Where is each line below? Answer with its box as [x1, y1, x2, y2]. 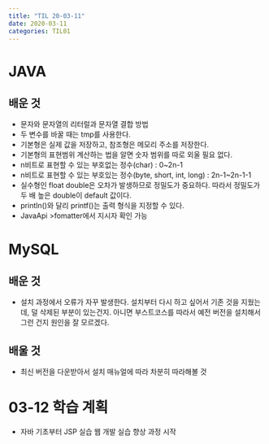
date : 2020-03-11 [8, 20, 67, 28]
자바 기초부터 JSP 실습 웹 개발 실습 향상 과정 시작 [20, 427, 176, 437]
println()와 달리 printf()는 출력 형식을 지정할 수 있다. [20, 201, 184, 211]
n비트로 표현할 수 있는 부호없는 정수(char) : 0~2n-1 [20, 160, 184, 170]
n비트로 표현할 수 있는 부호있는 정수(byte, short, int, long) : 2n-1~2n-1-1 [20, 170, 252, 180]
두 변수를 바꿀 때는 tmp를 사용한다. [20, 129, 132, 139]
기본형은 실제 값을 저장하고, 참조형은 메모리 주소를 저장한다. [20, 140, 210, 150]
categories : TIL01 [8, 27, 71, 35]
